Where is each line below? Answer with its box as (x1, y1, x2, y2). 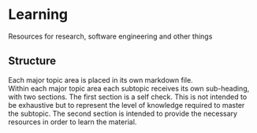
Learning (8, 6, 69, 24)
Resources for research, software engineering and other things (8, 31, 213, 41)
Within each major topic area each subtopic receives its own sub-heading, (8, 83, 250, 93)
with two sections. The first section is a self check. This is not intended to (8, 92, 248, 102)
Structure (8, 54, 57, 68)
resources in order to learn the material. (8, 116, 137, 127)
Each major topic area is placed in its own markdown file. (8, 75, 193, 84)
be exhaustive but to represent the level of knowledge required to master (8, 100, 245, 109)
